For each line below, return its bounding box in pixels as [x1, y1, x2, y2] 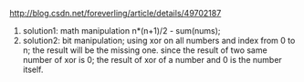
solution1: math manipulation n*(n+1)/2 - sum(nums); [22, 26, 221, 36]
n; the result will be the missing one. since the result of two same [22, 45, 267, 56]
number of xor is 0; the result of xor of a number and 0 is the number [22, 55, 283, 65]
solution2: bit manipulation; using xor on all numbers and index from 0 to [22, 36, 296, 46]
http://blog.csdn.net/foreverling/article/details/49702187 [9, 8, 222, 18]
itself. [22, 64, 44, 75]
